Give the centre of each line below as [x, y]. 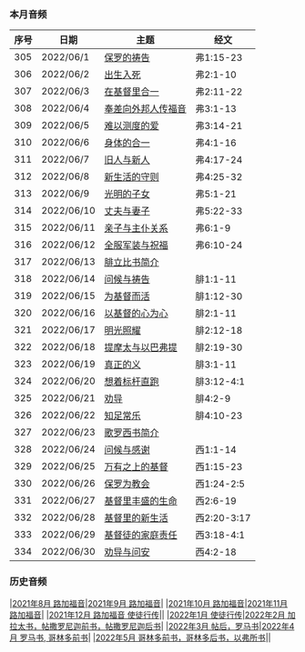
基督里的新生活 [136, 518]
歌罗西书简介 [132, 433]
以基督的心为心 [136, 314]
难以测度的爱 [132, 126]
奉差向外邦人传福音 [145, 109]
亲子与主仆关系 [136, 228]
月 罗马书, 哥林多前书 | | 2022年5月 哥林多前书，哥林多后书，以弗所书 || [140, 637]
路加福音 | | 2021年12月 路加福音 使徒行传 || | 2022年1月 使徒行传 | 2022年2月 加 [152, 615]
